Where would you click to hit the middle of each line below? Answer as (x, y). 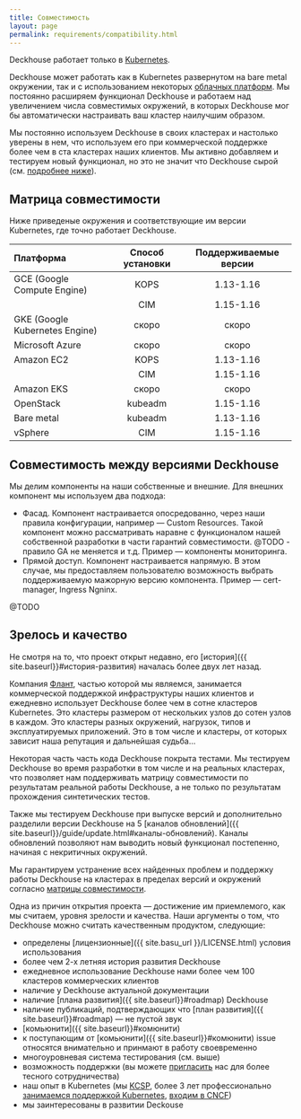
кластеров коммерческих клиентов (90, 981)
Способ (146, 252)
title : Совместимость (50, 18)
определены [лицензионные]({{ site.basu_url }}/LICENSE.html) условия (156, 942)
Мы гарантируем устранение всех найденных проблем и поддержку (142, 869)
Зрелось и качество (69, 635)
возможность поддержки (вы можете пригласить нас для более (146, 1066)
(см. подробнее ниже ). (53, 171)
